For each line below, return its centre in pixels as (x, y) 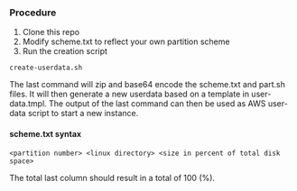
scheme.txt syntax (46, 133)
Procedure (33, 13)
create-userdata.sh (46, 68)
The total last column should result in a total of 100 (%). (112, 177)
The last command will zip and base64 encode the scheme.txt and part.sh (148, 85)
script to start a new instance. (83, 114)
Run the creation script (65, 51)
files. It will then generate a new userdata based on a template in (130, 94)
